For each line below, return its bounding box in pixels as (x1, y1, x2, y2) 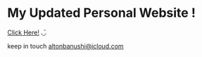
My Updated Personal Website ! (7, 5, 196, 21)
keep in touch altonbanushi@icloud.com (7, 42, 125, 50)
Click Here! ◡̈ (7, 28, 47, 37)
